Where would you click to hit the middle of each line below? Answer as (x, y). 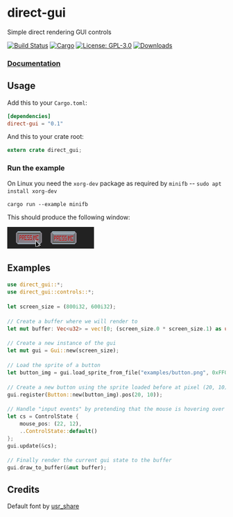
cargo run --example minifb (48, 204)
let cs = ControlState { (43, 417)
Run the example (36, 168)
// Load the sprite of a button (54, 366)
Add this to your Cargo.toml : (48, 103)
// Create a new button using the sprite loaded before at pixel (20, (111, 387)
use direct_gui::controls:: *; (51, 292)
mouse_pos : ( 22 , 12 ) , (51, 424)
